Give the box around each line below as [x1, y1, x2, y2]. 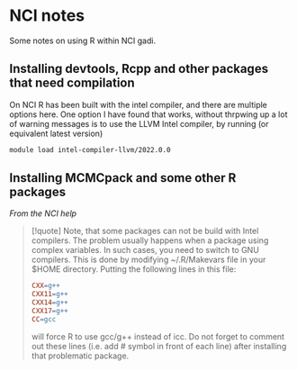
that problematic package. [31, 350, 130, 361]
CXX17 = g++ [31, 307, 69, 316]
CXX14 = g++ [31, 298, 69, 307]
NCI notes [9, 5, 85, 26]
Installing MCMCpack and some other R [9, 170, 237, 185]
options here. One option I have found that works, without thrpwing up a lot [9, 109, 288, 120]
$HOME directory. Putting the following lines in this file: [31, 264, 237, 275]
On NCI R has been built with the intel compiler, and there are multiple [9, 99, 268, 110]
